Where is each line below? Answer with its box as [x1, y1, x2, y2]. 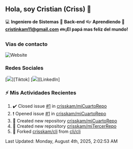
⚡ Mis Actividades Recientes [5, 89, 77, 96]
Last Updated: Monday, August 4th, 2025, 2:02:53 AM [5, 138, 118, 144]
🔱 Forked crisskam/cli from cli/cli [12, 128, 81, 134]
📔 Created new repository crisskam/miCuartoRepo [12, 117, 117, 123]
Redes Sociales [5, 65, 44, 72]
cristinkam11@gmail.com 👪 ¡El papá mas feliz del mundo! [5, 26, 128, 32]
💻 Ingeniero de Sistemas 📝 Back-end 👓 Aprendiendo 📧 [5, 19, 125, 25]
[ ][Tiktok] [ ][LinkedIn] [5, 76, 60, 83]
